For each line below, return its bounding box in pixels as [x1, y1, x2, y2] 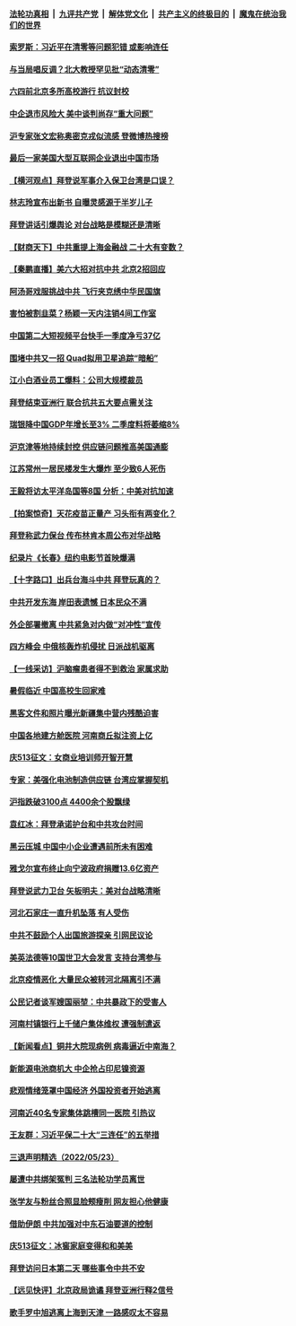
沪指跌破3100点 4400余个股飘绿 [9, 797, 131, 807]
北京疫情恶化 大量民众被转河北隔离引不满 [9, 974, 161, 985]
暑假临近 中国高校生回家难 [9, 685, 106, 696]
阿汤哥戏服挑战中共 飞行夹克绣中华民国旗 [9, 285, 161, 296]
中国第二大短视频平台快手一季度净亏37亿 [9, 330, 161, 341]
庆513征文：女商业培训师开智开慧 [9, 752, 133, 763]
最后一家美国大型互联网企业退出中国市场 [9, 153, 159, 163]
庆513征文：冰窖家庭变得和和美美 [9, 1241, 133, 1252]
